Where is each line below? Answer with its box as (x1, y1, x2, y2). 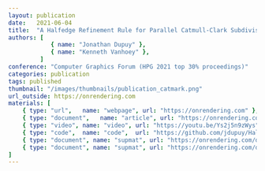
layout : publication (8, 11, 77, 20)
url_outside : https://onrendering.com (8, 92, 136, 100)
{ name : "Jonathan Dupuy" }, (50, 41, 147, 49)
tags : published (8, 77, 62, 85)
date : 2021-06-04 (8, 19, 73, 27)
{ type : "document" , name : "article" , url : (22, 114, 175, 122)
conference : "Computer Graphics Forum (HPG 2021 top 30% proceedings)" (8, 63, 248, 71)
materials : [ (8, 99, 51, 107)
